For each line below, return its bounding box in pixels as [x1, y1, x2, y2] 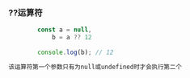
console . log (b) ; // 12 [37, 48, 114, 56]
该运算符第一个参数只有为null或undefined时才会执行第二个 [8, 63, 182, 71]
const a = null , [37, 26, 92, 34]
